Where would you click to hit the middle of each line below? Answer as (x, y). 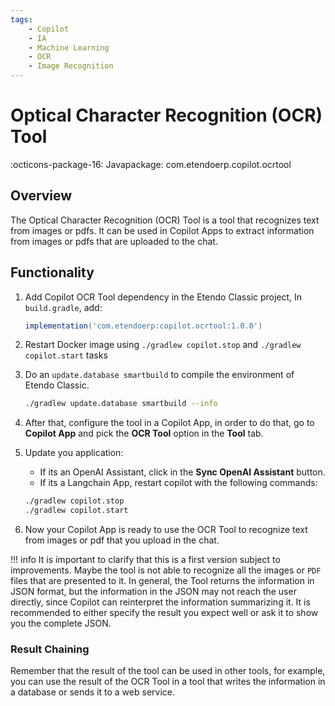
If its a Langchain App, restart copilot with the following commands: (178, 483)
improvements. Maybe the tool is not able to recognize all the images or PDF (166, 570)
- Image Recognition (71, 66)
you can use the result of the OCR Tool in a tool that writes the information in (168, 682)
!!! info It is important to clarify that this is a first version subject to (145, 560)
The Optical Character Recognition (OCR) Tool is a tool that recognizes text (165, 220)
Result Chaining (50, 649)
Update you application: (74, 453)
